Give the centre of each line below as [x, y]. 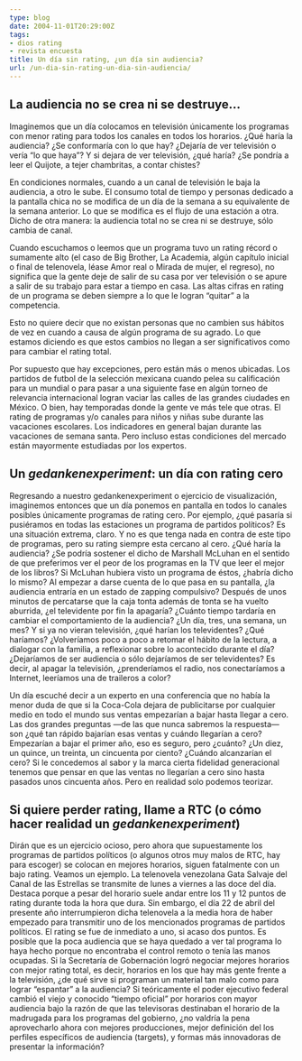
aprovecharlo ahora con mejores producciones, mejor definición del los [142, 1028]
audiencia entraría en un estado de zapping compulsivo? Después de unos [148, 591]
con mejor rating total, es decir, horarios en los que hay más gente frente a [148, 970]
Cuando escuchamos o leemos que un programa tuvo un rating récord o [143, 247]
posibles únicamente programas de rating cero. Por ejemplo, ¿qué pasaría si [151, 514]
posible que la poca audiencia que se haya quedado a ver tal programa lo [146, 941]
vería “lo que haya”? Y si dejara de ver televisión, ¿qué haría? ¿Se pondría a [149, 155]
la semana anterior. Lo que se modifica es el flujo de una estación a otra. [144, 211]
